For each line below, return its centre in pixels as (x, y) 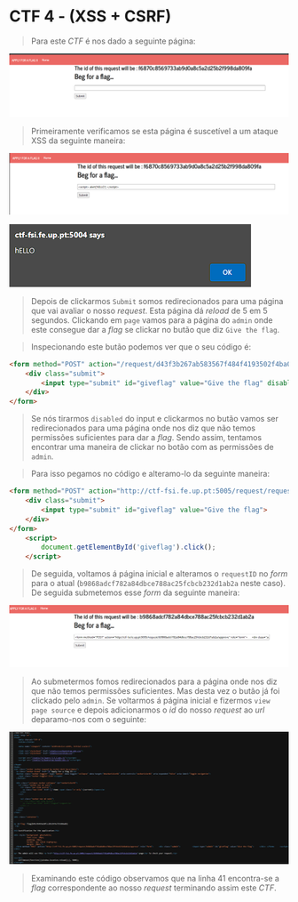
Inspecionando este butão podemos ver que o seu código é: (141, 346)
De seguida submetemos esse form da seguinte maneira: (135, 592)
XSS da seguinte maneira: (78, 141)
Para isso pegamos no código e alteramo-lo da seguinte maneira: (150, 474)
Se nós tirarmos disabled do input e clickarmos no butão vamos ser (155, 419)
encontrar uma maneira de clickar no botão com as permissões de (152, 447)
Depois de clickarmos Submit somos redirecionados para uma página (157, 301)
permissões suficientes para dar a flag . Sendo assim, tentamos (146, 438)
